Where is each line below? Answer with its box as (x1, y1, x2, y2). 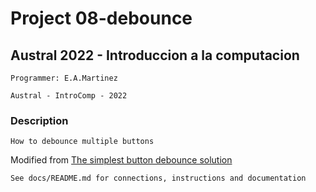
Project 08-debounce (10, 7, 193, 30)
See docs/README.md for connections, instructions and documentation (10, 173, 307, 184)
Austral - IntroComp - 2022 (10, 91, 128, 101)
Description (10, 113, 69, 127)
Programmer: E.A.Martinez (10, 73, 118, 83)
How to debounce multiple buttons (10, 137, 155, 147)
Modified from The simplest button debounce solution (10, 154, 233, 166)
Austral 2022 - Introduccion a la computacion (10, 47, 300, 64)
